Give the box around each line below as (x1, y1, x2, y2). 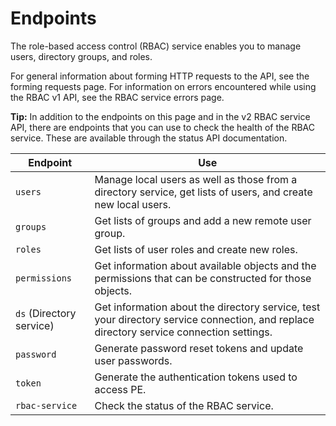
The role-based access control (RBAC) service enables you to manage (10, 40, 302, 52)
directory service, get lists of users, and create (94, 185, 313, 199)
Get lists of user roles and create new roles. (94, 242, 298, 256)
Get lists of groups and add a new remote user (94, 213, 312, 227)
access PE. (94, 382, 147, 396)
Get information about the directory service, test (94, 300, 321, 314)
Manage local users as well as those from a (94, 172, 298, 186)
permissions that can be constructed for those (94, 271, 312, 285)
